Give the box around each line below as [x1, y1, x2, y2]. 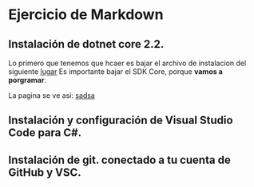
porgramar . [8, 76, 46, 84]
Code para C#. [8, 126, 82, 140]
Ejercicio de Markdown [8, 6, 164, 24]
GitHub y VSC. [8, 166, 81, 179]
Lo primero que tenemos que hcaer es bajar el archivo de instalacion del [8, 58, 247, 68]
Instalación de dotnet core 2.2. [8, 37, 165, 51]
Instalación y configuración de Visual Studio [8, 114, 233, 127]
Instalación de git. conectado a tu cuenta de [8, 153, 232, 166]
